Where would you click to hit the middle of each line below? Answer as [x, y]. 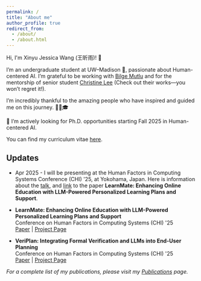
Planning [26, 247]
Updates [23, 158]
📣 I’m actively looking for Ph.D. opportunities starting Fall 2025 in [87, 121]
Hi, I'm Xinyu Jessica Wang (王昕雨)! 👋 [54, 57]
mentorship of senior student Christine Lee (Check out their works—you [96, 82]
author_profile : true [33, 23]
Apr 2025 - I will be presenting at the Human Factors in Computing [98, 173]
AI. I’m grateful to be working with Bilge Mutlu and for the [101, 76]
